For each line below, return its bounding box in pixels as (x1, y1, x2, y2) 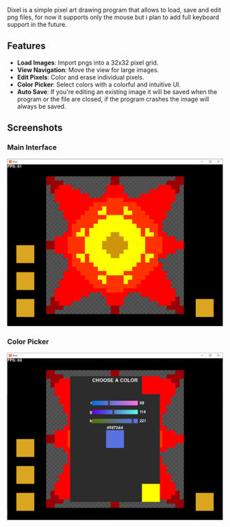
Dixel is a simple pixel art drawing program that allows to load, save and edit (7, 6, 221, 14)
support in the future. (7, 21, 67, 28)
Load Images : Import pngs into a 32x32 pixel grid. (16, 58, 159, 67)
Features (7, 40, 46, 52)
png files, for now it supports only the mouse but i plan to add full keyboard (7, 13, 220, 21)
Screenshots (7, 122, 63, 134)
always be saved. (16, 102, 66, 110)
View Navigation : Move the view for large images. (16, 65, 159, 74)
